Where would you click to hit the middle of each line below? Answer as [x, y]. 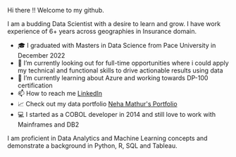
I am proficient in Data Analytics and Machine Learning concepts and [107, 138]
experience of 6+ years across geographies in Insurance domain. [102, 31]
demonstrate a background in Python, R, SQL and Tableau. [92, 146]
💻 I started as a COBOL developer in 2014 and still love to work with [117, 114]
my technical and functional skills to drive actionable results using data [120, 70]
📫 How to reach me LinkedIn [60, 93]
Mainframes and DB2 [48, 125]
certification [35, 85]
